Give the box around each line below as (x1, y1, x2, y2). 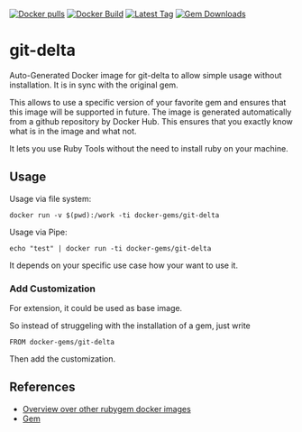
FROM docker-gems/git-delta (9, 338, 115, 347)
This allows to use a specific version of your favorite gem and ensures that (9, 97, 287, 107)
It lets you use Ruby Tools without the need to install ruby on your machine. (9, 142, 288, 153)
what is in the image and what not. (9, 125, 137, 136)
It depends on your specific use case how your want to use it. (9, 260, 239, 271)
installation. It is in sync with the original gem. (9, 79, 178, 90)
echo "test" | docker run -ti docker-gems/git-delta (9, 244, 212, 253)
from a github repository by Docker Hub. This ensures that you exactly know (9, 115, 293, 126)
